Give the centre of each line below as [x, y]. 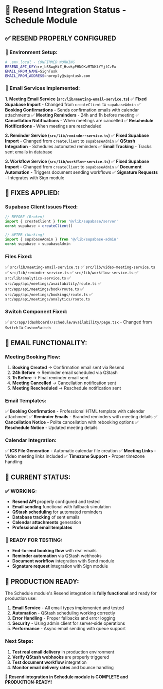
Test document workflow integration [49, 662]
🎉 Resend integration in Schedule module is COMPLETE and [66, 677]
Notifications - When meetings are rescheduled [53, 126]
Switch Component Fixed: [36, 311]
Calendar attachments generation [47, 522]
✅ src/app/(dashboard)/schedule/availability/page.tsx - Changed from [79, 322]
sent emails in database [29, 152]
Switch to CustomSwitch [28, 328]
